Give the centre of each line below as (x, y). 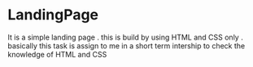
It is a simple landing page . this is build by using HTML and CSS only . (125, 37)
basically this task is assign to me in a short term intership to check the (126, 45)
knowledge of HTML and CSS (57, 54)
